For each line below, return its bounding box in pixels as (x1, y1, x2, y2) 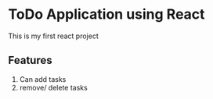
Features (8, 54, 52, 67)
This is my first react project (8, 31, 99, 41)
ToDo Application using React (8, 5, 205, 23)
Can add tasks (19, 74, 67, 83)
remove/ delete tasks (19, 83, 88, 92)
